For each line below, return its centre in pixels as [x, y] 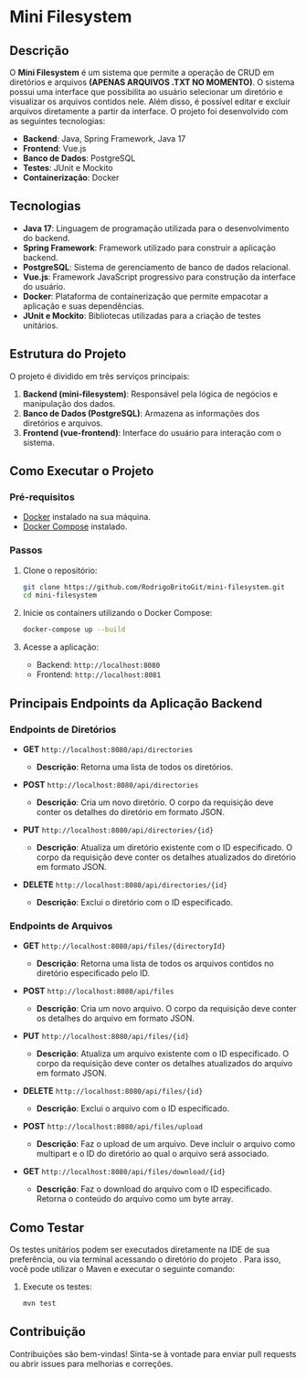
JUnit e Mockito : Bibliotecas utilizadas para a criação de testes [142, 315]
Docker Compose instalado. [75, 526]
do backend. [46, 238]
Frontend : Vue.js [54, 148]
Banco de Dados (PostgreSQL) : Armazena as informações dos [141, 413]
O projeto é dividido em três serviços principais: [100, 376]
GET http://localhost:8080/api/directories [108, 749]
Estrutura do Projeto [68, 354]
